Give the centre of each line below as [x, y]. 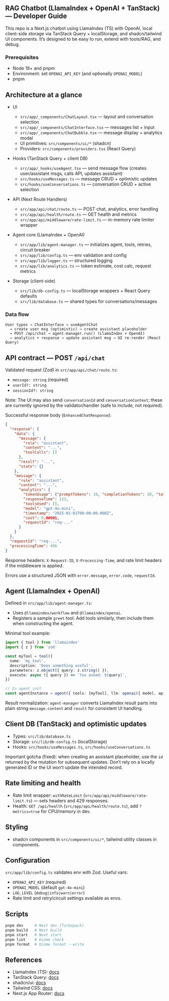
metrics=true [26, 811]
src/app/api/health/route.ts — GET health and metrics [78, 214]
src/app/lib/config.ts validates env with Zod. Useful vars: [67, 872]
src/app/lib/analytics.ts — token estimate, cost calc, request [86, 265]
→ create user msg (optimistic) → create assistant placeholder [78, 329]
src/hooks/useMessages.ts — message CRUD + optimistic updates [89, 178]
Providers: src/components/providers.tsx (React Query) [78, 148]
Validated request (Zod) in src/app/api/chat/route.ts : [62, 370]
